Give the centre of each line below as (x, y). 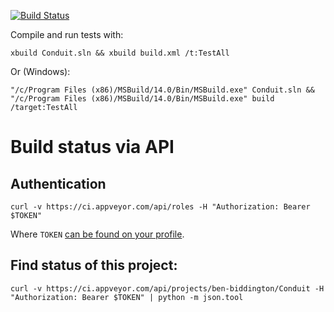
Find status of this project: (94, 265)
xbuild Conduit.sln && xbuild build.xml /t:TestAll (120, 53)
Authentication (58, 183)
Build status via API (92, 147)
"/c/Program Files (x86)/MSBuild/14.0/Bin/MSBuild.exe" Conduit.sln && (162, 90)
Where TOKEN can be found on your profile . (97, 234)
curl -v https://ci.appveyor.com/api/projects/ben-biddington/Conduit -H (167, 288)
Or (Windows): (40, 71)
